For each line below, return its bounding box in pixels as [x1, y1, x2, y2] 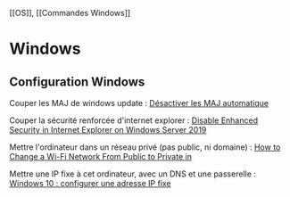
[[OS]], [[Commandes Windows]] [9, 8, 131, 18]
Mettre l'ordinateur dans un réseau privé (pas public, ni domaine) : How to [9, 142, 281, 152]
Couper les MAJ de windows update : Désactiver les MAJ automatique [9, 98, 269, 108]
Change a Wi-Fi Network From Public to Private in [9, 152, 192, 161]
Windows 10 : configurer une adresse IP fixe [9, 178, 171, 188]
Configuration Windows [9, 74, 145, 89]
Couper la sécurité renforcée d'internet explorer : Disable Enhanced [9, 115, 259, 126]
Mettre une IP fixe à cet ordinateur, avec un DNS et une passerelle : [9, 168, 257, 179]
